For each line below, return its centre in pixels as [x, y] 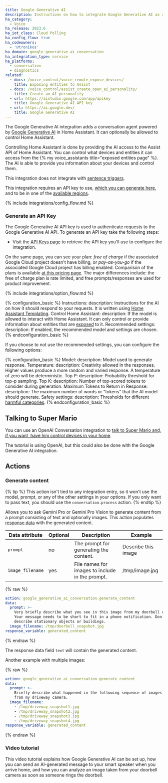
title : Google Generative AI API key [53, 103]
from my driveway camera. [41, 698]
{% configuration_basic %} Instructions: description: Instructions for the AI [82, 303]
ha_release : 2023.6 [25, 29]
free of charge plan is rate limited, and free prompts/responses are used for [83, 278]
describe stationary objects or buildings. [60, 622]
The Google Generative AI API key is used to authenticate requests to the [80, 227]
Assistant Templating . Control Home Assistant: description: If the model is [81, 314]
